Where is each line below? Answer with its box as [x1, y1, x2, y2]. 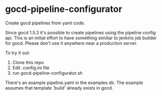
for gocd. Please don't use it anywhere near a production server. [5, 40, 138, 46]
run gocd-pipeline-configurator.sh [12, 70, 83, 76]
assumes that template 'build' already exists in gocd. [5, 85, 113, 91]
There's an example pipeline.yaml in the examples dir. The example [5, 80, 144, 86]
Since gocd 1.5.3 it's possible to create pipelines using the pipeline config [5, 29, 156, 35]
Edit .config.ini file [12, 65, 50, 71]
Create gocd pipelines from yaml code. [5, 20, 85, 26]
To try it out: [5, 50, 30, 56]
